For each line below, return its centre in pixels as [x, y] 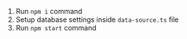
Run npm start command [56, 28]
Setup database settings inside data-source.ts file [97, 19]
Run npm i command [49, 11]
